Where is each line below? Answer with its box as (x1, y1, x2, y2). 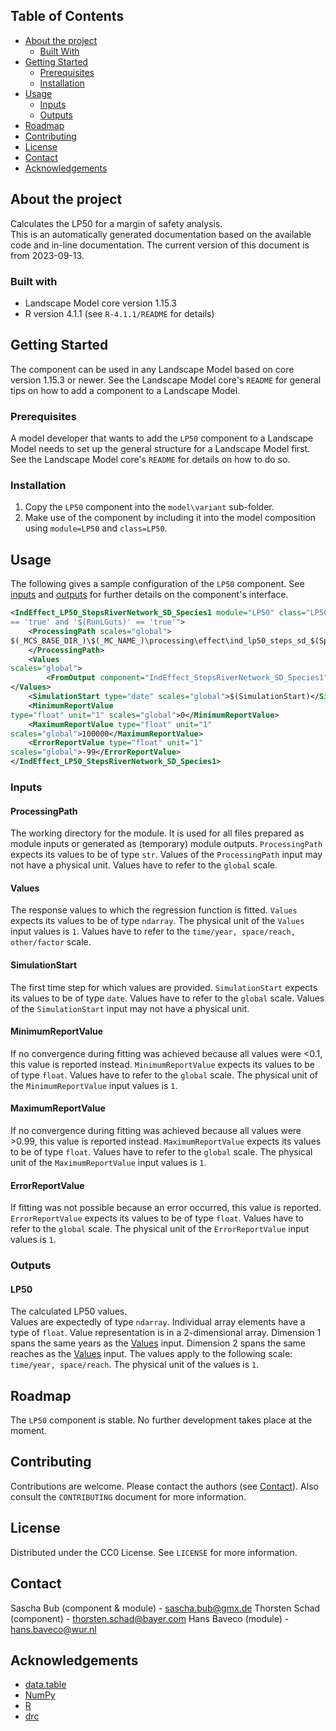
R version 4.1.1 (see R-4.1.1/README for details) (24, 307, 215, 319)
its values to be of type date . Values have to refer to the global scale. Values (10, 992, 325, 1004)
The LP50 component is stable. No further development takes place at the (10, 1414, 313, 1426)
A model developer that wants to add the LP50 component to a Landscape (10, 432, 314, 444)
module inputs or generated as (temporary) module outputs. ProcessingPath (10, 838, 323, 850)
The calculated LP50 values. (10, 1305, 128, 1318)
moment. (10, 1425, 47, 1437)
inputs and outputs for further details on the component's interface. (10, 589, 289, 601)
